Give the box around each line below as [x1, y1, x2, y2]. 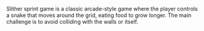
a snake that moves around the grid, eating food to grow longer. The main [6, 12, 192, 19]
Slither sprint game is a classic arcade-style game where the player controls [6, 5, 198, 12]
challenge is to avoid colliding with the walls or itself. [6, 18, 139, 25]
